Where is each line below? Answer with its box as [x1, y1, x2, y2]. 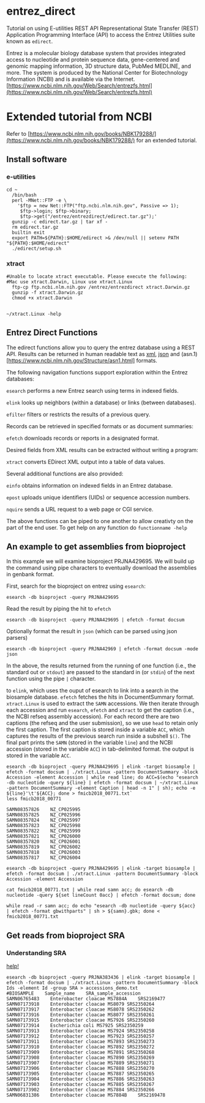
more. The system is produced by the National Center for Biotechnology [6, 69, 188, 76]
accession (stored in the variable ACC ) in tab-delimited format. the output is [6, 745, 195, 753]
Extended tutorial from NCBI [6, 110, 152, 124]
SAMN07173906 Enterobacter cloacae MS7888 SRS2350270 [6, 1066, 155, 1072]
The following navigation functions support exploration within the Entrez [6, 368, 188, 376]
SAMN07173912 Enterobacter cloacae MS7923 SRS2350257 [6, 1033, 155, 1039]
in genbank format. [6, 571, 54, 578]
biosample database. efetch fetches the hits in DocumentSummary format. [6, 693, 195, 701]
